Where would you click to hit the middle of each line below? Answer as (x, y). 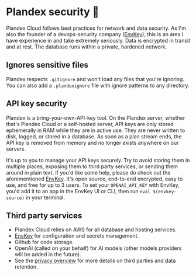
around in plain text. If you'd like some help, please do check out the (88, 172)
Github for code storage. (44, 242)
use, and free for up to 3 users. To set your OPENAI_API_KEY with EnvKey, (93, 185)
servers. (16, 149)
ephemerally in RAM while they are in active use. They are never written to (96, 130)
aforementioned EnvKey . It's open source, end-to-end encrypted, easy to (94, 179)
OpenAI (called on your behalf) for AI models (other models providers (98, 248)
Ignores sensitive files (47, 65)
